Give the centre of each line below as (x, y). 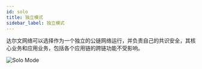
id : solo (17, 12)
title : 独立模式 (25, 17)
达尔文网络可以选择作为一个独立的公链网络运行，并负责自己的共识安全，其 (98, 41)
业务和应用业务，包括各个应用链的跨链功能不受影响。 (77, 48)
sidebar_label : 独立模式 (35, 23)
